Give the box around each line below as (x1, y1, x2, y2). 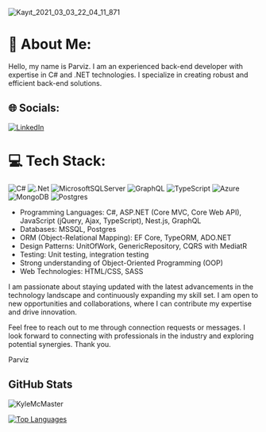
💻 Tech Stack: (8, 152, 106, 170)
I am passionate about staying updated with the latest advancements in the (8, 282, 254, 291)
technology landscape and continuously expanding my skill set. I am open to (8, 290, 259, 299)
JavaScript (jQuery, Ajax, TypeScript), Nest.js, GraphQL (19, 215, 202, 226)
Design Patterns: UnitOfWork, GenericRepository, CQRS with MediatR (19, 241, 248, 250)
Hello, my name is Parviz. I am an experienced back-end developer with (8, 61, 244, 71)
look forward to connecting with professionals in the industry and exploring (8, 330, 254, 341)
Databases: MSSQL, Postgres (19, 224, 117, 233)
